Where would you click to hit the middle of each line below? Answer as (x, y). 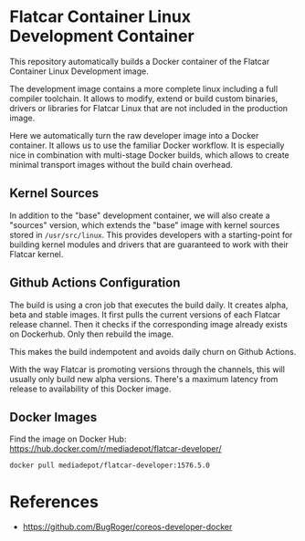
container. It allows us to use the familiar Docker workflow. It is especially (147, 145)
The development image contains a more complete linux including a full (144, 88)
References (54, 501)
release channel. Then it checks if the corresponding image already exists (148, 324)
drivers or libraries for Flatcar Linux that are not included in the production (149, 108)
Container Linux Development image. (79, 71)
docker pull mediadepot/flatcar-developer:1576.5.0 (110, 466)
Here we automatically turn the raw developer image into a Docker (134, 135)
